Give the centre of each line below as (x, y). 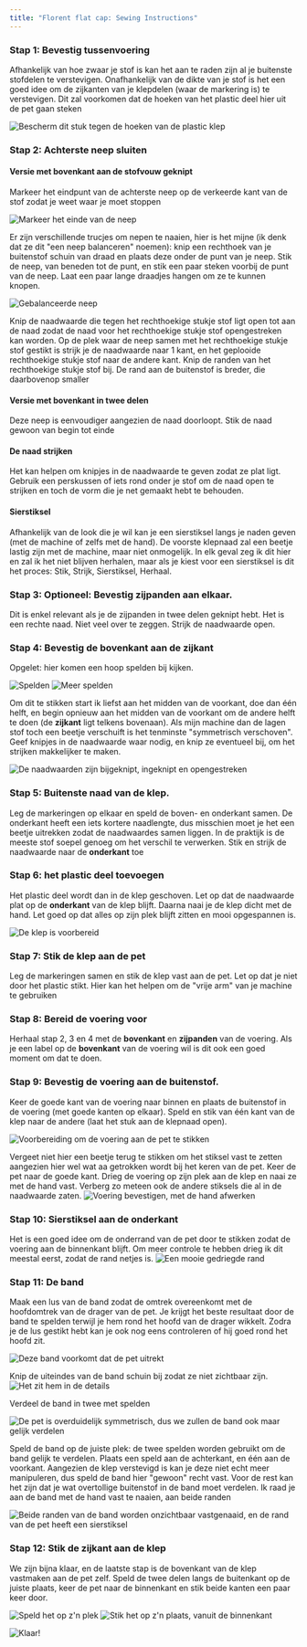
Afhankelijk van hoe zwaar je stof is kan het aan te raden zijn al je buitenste (151, 69)
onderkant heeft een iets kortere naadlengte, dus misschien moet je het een (152, 822)
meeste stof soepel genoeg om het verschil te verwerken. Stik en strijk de (148, 842)
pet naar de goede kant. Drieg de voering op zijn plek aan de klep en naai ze (153, 1176)
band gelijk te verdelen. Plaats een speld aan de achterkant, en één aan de (150, 1459)
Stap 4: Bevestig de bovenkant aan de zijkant (112, 648)
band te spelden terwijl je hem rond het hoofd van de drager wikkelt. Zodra (150, 1322)
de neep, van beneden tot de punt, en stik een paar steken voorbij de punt (149, 267)
